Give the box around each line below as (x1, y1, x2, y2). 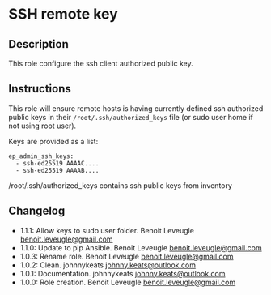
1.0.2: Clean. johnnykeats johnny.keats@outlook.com (19, 260, 197, 270)
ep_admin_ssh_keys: (8, 152, 74, 160)
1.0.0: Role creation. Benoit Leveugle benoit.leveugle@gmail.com (19, 277, 236, 287)
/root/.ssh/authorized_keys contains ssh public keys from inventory (8, 180, 233, 190)
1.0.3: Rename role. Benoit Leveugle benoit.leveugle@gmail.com (19, 251, 234, 261)
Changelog (8, 204, 66, 218)
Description (8, 37, 69, 51)
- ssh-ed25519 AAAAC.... (15, 159, 100, 167)
